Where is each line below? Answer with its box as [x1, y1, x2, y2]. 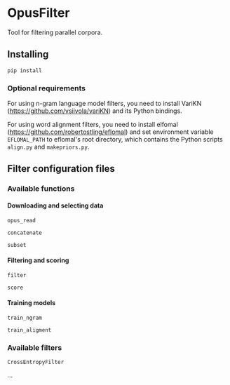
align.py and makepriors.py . [7, 142, 90, 151]
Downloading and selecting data [7, 201, 104, 210]
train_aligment [7, 326, 52, 334]
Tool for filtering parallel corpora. [7, 28, 103, 36]
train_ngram [7, 314, 42, 321]
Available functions [7, 184, 75, 194]
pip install [7, 67, 42, 74]
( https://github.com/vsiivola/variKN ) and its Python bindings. [7, 107, 182, 115]
